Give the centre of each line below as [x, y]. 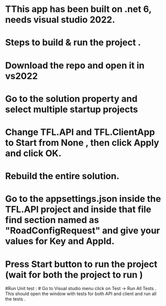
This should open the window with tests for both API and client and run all [81, 294]
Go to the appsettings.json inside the [83, 199]
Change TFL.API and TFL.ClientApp [80, 132]
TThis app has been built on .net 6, [78, 9]
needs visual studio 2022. [60, 20]
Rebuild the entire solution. [62, 176]
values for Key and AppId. [60, 241]
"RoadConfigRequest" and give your [83, 231]
